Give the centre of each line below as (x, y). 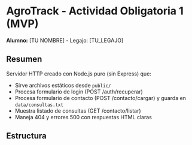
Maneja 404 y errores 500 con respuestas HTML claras (83, 117)
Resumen (24, 59)
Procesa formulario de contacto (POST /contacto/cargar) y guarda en (100, 98)
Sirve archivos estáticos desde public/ (63, 85)
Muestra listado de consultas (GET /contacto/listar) (78, 111)
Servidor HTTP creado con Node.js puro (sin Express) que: (79, 74)
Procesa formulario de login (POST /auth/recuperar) (79, 92)
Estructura (26, 136)
